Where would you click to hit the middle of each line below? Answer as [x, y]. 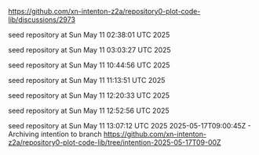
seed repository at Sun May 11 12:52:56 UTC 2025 [89, 110]
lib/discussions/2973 [42, 20]
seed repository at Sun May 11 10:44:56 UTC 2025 [89, 65]
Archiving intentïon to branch [55, 134]
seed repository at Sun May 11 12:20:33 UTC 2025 [89, 96]
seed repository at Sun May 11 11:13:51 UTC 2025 [87, 80]
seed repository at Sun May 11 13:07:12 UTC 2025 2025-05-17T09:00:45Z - [129, 126]
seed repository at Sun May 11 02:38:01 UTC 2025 [89, 35]
